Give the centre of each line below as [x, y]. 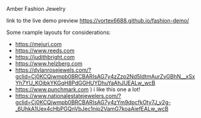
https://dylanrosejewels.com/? [53, 70]
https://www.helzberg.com [49, 64]
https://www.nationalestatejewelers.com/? [68, 96]
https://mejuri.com [38, 44]
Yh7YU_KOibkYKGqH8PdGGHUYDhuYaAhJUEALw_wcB [85, 83]
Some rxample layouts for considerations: [58, 32]
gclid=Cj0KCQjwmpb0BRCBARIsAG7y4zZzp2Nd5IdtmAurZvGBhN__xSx [105, 76]
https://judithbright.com [45, 57]
